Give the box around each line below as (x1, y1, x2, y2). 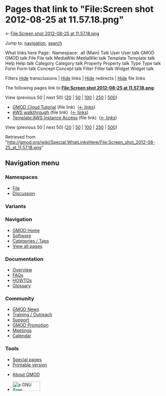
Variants (5, 203, 26, 210)
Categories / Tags (12, 238, 49, 244)
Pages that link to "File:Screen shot (5, 3, 154, 15)
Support (12, 317, 29, 323)
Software (12, 233, 31, 238)
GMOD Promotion (12, 322, 49, 328)
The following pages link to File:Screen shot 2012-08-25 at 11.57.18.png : (5, 84, 156, 90)
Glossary (12, 283, 31, 289)
